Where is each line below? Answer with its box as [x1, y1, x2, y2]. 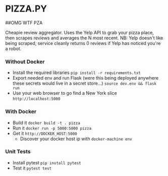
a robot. [5, 45, 22, 51]
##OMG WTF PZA [5, 20, 43, 26]
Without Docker [5, 58, 45, 65]
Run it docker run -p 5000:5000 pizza [12, 125, 92, 131]
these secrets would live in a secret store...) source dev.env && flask [12, 80, 156, 86]
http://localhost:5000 [12, 96, 61, 101]
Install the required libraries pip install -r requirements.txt [12, 70, 141, 76]
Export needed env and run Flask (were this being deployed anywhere [12, 75, 159, 81]
